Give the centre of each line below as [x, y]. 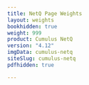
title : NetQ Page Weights [44, 13]
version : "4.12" [31, 46]
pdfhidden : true [31, 65]
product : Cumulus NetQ [40, 39]
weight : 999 [24, 33]
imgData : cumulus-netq [40, 53]
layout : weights [31, 20]
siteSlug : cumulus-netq [42, 59]
